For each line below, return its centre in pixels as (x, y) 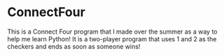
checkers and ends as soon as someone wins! (74, 46)
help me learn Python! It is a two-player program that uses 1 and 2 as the (112, 38)
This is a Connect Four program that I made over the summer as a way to (112, 31)
